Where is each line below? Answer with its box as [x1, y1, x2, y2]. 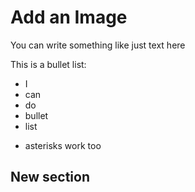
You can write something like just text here [10, 39, 186, 51]
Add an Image [10, 6, 128, 29]
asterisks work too [24, 139, 102, 151]
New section [10, 169, 91, 186]
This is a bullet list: [10, 58, 87, 70]
